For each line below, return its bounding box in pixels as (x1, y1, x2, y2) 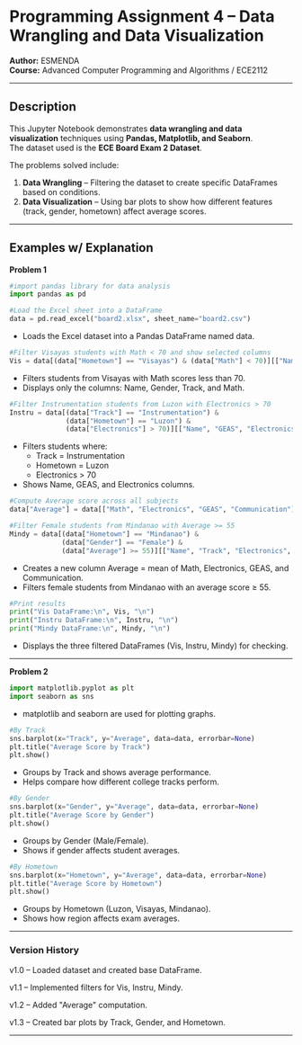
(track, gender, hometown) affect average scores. (22, 205, 207, 217)
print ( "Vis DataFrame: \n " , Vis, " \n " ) (9, 607, 155, 617)
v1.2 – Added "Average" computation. (9, 999, 148, 1010)
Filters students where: (22, 441, 108, 451)
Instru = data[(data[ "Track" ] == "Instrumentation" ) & (9, 407, 219, 417)
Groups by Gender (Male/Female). (22, 835, 149, 846)
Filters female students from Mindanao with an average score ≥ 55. (22, 582, 271, 593)
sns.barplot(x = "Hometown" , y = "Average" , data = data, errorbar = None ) (9, 871, 268, 880)
